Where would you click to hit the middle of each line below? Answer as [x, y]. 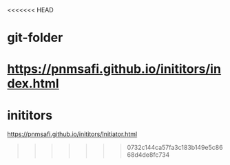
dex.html [33, 84]
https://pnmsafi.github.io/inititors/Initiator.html [72, 134]
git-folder [35, 38]
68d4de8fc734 [148, 155]
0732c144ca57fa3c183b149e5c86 [175, 148]
